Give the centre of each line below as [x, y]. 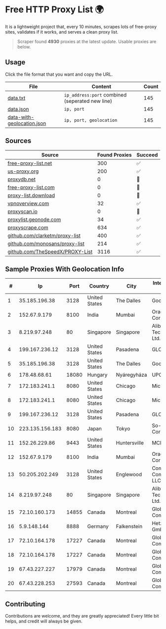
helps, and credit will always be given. [44, 621]
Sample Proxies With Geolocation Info [65, 269]
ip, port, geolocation [91, 120]
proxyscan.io [23, 211]
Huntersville [130, 443]
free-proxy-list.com [31, 187]
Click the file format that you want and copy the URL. [59, 74]
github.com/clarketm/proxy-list [44, 236]
